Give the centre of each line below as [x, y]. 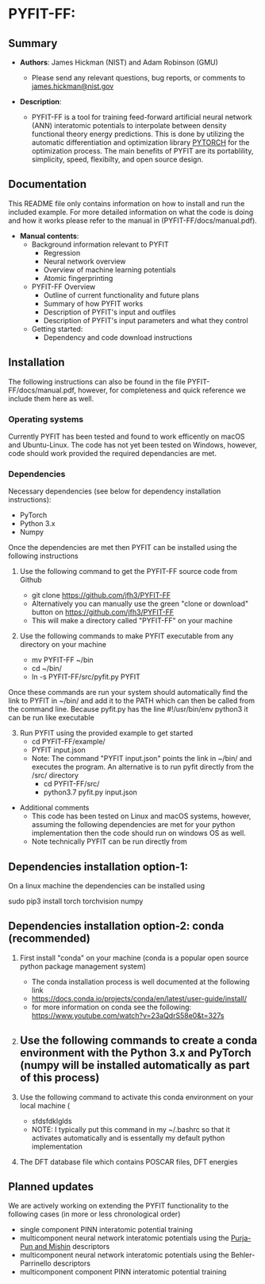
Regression [62, 252]
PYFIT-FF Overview [63, 287]
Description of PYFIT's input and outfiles [109, 312]
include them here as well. [51, 398]
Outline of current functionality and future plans [121, 295]
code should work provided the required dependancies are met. [112, 453]
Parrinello [35, 1263]
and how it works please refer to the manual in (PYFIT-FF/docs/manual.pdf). [133, 221]
